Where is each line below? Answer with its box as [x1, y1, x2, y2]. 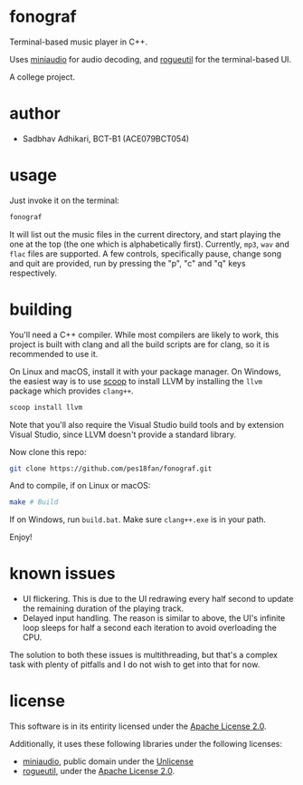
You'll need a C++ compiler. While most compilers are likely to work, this [9, 329, 279, 340]
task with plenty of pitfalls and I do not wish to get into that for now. [9, 659, 260, 670]
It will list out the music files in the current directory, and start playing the [9, 228, 281, 239]
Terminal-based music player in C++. [9, 36, 148, 47]
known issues [9, 564, 116, 584]
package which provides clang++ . [9, 385, 134, 396]
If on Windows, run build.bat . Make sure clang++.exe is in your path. [9, 514, 267, 525]
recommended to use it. [9, 348, 99, 359]
